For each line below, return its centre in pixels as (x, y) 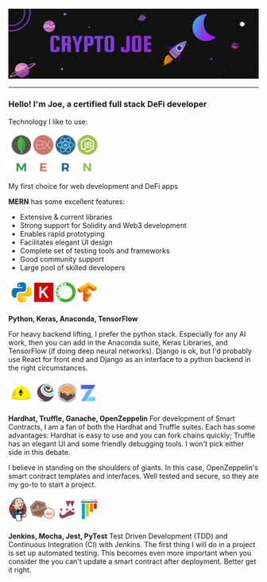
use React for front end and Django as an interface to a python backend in (130, 360)
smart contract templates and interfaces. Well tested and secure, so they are (133, 476)
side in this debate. (39, 452)
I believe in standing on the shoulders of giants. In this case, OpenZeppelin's (133, 467)
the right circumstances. (48, 368)
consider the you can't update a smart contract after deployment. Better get (132, 561)
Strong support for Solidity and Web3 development (103, 225)
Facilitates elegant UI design (66, 242)
